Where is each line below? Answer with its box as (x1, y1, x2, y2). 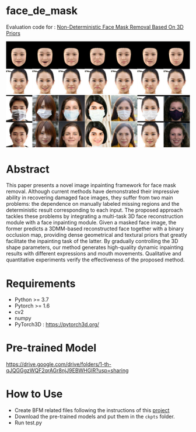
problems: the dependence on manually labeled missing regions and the (6, 201, 180, 208)
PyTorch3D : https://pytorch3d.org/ (14, 321, 99, 328)
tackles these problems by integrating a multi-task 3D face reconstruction (6, 213, 184, 220)
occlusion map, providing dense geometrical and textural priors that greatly (6, 231, 188, 239)
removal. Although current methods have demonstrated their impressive (6, 188, 180, 195)
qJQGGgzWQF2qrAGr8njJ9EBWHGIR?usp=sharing (6, 367, 129, 374)
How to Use (6, 388, 63, 401)
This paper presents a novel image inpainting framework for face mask (6, 182, 176, 189)
